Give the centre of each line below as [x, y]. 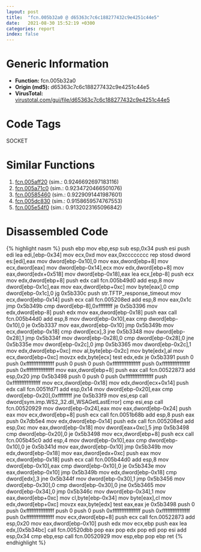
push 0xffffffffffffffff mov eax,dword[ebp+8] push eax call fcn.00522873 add [101, 370]
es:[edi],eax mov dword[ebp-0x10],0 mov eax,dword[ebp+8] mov [88, 261]
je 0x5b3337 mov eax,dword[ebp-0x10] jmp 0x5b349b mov [100, 325]
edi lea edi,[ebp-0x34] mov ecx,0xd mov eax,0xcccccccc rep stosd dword [98, 255]
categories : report [31, 29]
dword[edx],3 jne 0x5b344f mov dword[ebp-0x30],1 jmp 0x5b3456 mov [95, 479]
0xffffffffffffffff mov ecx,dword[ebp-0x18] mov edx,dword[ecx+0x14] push [97, 382]
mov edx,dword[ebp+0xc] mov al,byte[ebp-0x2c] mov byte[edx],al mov [95, 350]
